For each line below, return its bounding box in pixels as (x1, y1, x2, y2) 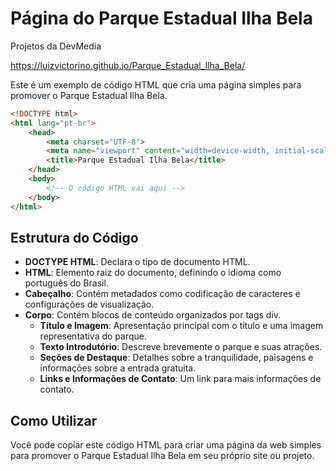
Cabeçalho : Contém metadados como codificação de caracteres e (24, 288, 301, 300)
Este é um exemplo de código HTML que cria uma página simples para (10, 78, 302, 91)
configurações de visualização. (24, 298, 155, 311)
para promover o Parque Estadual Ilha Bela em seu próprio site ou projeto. (10, 450, 315, 462)
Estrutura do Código (10, 229, 139, 246)
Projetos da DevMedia (10, 40, 102, 52)
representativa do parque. (39, 330, 148, 342)
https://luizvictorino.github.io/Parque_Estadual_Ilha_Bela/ (10, 59, 246, 71)
